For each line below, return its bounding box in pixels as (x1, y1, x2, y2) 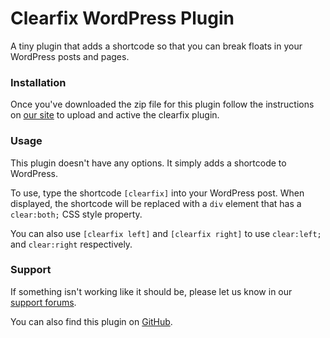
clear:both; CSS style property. (10, 208, 143, 220)
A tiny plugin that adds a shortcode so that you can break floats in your (10, 40, 303, 52)
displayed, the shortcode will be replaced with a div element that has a (10, 197, 302, 209)
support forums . (10, 296, 77, 308)
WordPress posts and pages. (10, 50, 130, 62)
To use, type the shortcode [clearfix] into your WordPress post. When (10, 187, 305, 199)
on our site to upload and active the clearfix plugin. (10, 109, 220, 121)
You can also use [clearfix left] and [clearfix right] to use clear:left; (10, 227, 322, 239)
